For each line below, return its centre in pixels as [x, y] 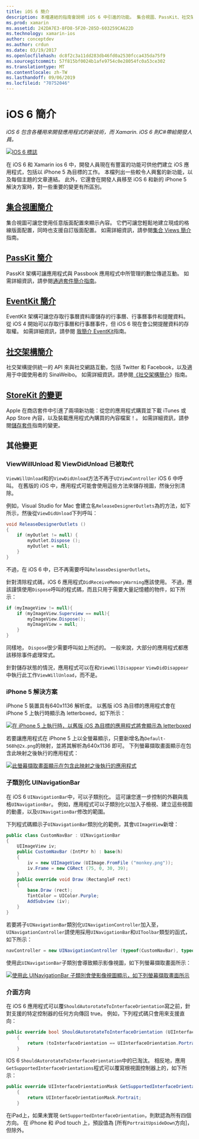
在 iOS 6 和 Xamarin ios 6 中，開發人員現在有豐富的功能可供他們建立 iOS [94, 164]
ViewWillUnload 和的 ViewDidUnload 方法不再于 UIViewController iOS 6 [89, 478]
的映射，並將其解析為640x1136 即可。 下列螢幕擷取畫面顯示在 [111, 746]
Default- [155, 739]
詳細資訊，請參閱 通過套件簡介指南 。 [55, 281]
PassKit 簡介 [29, 258]
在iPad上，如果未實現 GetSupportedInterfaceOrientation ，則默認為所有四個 [99, 1115]
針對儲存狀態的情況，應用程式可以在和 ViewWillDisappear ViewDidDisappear [97, 668]
